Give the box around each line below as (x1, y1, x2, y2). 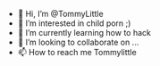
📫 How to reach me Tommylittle (17, 47, 137, 57)
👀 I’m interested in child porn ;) (17, 18, 131, 29)
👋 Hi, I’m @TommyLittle (17, 9, 105, 19)
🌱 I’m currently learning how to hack (17, 28, 152, 37)
